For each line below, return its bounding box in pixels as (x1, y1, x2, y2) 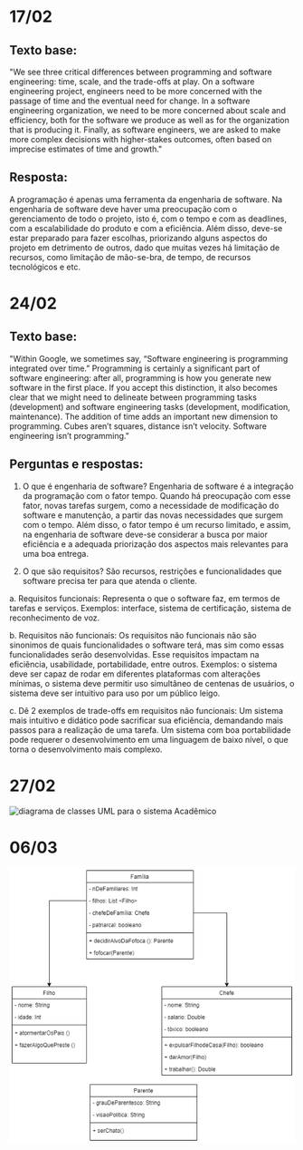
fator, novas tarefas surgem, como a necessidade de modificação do (22, 500, 279, 511)
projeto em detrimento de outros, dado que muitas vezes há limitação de (9, 242, 280, 253)
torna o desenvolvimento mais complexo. (9, 744, 163, 755)
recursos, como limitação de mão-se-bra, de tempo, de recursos (9, 251, 251, 262)
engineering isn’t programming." (9, 430, 129, 441)
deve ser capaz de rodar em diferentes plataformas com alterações (9, 668, 260, 679)
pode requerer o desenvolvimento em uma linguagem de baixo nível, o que (9, 734, 289, 745)
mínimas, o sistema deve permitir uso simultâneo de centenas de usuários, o (9, 677, 295, 688)
